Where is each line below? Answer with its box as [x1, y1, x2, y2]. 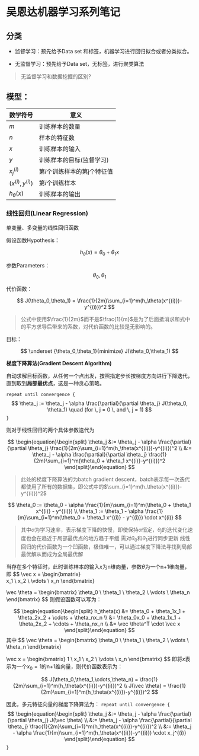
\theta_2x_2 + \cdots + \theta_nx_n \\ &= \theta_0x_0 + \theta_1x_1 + [17, 614, 182, 621]
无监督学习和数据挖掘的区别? [20, 73, 91, 80]
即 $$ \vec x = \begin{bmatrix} [6, 570, 81, 578]
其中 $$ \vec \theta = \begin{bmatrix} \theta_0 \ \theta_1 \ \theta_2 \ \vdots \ [6, 636, 190, 643]
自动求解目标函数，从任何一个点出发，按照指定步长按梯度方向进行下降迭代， [6, 372, 193, 379]
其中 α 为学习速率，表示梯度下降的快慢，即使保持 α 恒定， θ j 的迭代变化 [20, 526, 188, 535]
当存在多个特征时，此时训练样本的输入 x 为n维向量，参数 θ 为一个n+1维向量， [6, 563, 190, 570]
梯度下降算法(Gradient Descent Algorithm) [6, 360, 112, 367]
